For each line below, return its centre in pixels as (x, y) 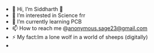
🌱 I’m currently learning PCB (47, 21)
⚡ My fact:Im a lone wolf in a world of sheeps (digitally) (80, 37)
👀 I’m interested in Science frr (49, 15)
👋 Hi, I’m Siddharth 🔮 (37, 9)
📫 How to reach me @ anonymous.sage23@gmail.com (80, 28)
